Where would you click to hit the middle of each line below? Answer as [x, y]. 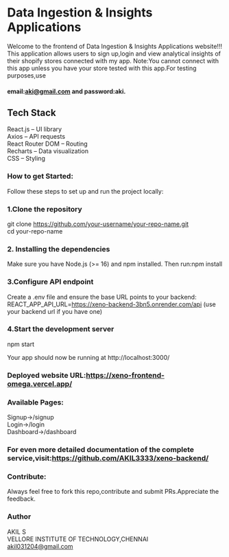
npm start [21, 344]
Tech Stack [32, 112]
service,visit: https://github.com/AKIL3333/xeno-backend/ [108, 458]
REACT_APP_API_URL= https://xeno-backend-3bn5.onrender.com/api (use [111, 304]
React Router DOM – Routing [47, 144]
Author [19, 516]
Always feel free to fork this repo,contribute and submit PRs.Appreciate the [113, 492]
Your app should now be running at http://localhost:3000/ [88, 357]
